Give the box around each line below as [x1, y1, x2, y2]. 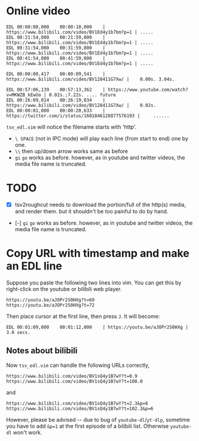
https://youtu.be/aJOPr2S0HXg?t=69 [6, 297, 95, 303]
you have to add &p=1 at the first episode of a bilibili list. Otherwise [6, 422, 169, 430]
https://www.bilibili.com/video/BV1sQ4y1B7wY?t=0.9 [6, 373, 137, 379]
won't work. [13, 428, 42, 436]
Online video [6, 4, 71, 18]
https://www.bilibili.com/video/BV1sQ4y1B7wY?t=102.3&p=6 [6, 405, 154, 412]
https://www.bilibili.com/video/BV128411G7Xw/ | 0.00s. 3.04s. [6, 76, 175, 82]
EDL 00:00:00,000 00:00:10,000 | [6, 24, 106, 30]
